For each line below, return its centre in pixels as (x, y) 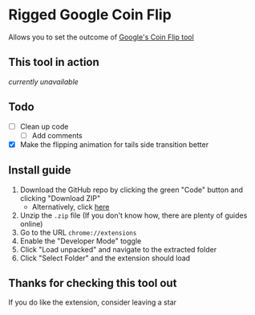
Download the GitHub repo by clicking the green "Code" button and (131, 190)
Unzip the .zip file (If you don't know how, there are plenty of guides (134, 215)
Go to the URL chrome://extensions (78, 232)
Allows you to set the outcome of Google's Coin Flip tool (101, 37)
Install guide (40, 170)
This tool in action (54, 62)
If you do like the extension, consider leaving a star (93, 302)
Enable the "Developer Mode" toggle (81, 241)
